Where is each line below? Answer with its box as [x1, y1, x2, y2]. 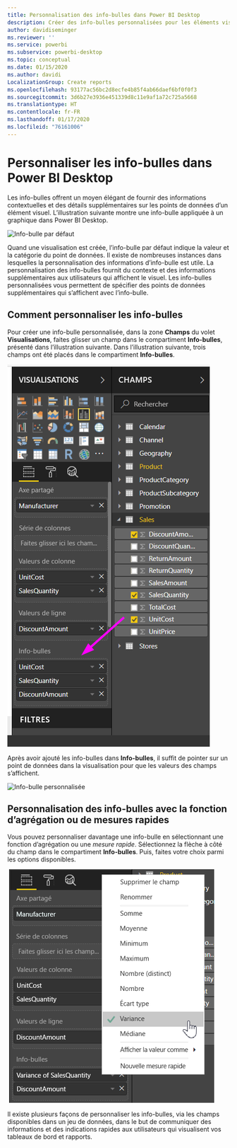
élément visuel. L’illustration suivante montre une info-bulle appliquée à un [7, 208, 224, 217]
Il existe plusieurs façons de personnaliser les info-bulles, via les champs [7, 1110, 220, 1118]
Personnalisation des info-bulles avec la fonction [7, 803, 228, 815]
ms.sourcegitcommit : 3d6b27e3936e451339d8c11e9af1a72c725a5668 [7, 93, 197, 101]
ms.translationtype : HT [7, 101, 78, 108]
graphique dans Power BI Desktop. [7, 216, 109, 224]
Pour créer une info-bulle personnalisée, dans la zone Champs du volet [7, 328, 215, 336]
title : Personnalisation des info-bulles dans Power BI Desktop [7, 11, 200, 18]
